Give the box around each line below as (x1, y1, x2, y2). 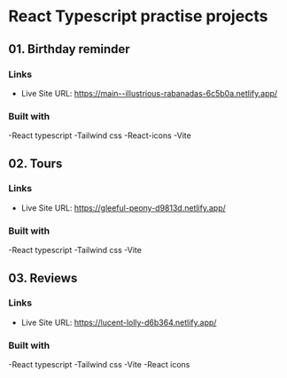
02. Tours (8, 156, 63, 171)
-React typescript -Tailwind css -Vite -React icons (8, 359, 190, 370)
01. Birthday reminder (8, 42, 130, 57)
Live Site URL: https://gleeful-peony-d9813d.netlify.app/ (20, 202, 227, 213)
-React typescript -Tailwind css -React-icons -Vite (8, 130, 191, 141)
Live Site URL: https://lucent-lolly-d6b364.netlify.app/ (20, 317, 217, 328)
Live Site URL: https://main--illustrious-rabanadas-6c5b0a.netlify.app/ (20, 88, 278, 98)
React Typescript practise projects (8, 6, 268, 27)
